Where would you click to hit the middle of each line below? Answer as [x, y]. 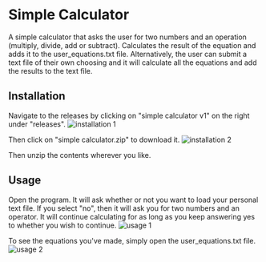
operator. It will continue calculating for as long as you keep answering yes [131, 216]
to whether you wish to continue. [62, 225]
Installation [37, 97]
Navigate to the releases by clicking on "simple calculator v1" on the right [129, 115]
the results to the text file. [50, 71]
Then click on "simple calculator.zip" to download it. [94, 139]
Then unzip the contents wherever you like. [80, 155]
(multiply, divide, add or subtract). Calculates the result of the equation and [132, 45]
